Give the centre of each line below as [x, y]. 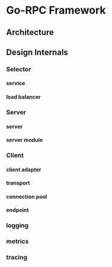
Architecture [30, 32]
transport [18, 183]
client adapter [24, 169]
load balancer [23, 97]
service [16, 83]
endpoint [17, 210]
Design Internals [37, 52]
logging [17, 225]
